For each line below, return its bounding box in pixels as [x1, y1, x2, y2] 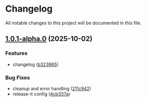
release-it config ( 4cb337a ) [12, 91, 70, 97]
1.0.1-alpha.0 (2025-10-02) [5, 35, 93, 43]
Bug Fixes [5, 74, 30, 81]
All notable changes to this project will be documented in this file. [5, 20, 142, 26]
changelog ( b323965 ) [12, 61, 59, 67]
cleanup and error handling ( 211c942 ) [12, 85, 91, 91]
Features [5, 50, 28, 57]
